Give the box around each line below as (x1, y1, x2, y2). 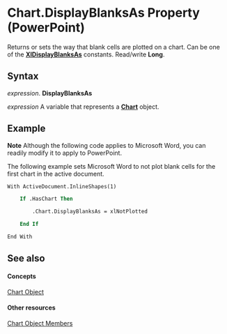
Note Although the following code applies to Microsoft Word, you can (7, 141, 206, 149)
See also (7, 252, 45, 264)
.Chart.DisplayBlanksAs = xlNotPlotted (32, 208, 148, 215)
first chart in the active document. (7, 169, 104, 178)
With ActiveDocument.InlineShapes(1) (7, 183, 117, 190)
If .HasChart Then (19, 195, 73, 203)
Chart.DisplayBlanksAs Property (7, 5, 201, 21)
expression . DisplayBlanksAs (7, 89, 93, 97)
